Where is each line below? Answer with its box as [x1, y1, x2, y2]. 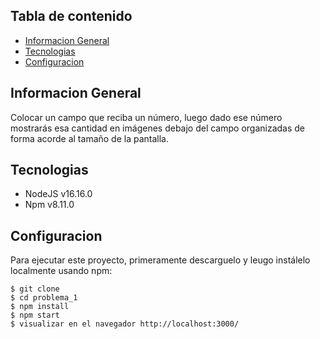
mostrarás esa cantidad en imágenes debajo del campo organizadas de [10, 122, 306, 134]
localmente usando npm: [10, 265, 113, 277]
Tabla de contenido [10, 8, 133, 25]
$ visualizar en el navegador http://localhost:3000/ [10, 319, 240, 329]
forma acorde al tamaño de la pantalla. [10, 132, 169, 144]
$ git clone [10, 284, 60, 294]
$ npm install [10, 302, 70, 312]
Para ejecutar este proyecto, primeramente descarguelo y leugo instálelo [10, 254, 311, 266]
